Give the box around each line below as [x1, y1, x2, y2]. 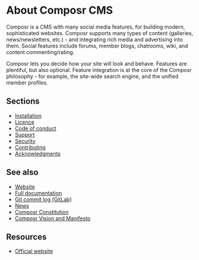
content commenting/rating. [6, 48, 75, 55]
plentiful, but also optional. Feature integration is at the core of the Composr [6, 66, 192, 73]
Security [14, 137, 36, 145]
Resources [6, 231, 47, 242]
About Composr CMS [6, 4, 113, 17]
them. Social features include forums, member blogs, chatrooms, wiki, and [6, 42, 188, 49]
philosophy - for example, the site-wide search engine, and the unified [6, 73, 179, 80]
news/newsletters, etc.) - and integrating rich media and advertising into [6, 36, 183, 43]
